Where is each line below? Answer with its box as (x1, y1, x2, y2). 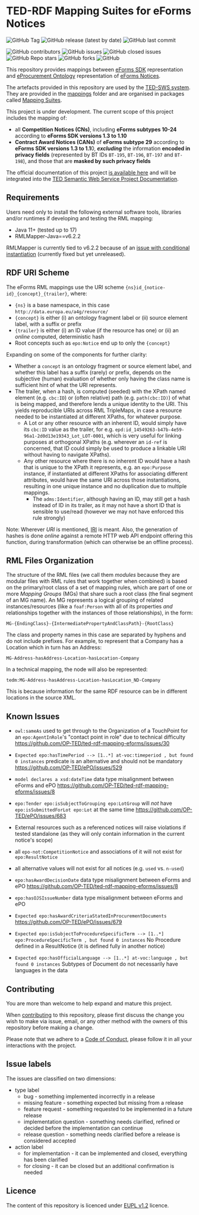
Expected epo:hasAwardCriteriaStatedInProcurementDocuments (14, 913, 167, 919)
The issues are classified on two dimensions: (6, 1075, 116, 1082)
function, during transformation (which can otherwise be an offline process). (6, 538, 194, 545)
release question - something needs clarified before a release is (23, 1130, 181, 1138)
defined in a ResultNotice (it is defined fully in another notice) (14, 942, 165, 950)
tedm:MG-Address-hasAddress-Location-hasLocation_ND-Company (6, 677, 161, 683)
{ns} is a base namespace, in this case (14, 301, 110, 308)
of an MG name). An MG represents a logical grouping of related (6, 596, 163, 604)
